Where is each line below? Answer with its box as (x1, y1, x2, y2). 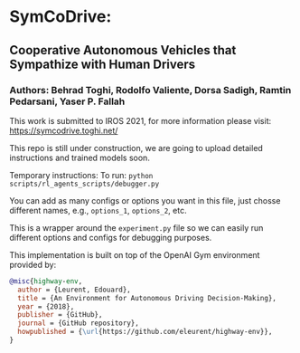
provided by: (9, 259, 57, 270)
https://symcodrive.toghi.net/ (9, 125, 118, 136)
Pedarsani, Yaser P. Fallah (9, 95, 126, 108)
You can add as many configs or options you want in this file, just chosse (9, 195, 281, 205)
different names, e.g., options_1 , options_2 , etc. (9, 205, 187, 215)
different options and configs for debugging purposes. (9, 232, 212, 243)
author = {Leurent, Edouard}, (17, 285, 131, 294)
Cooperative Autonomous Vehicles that (9, 43, 237, 58)
